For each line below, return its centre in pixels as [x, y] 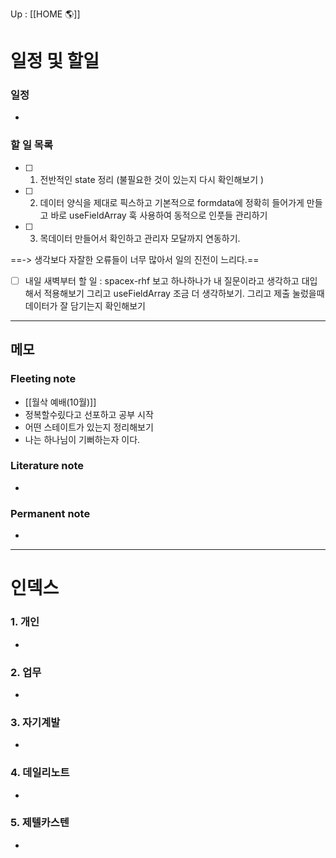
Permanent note [50, 513]
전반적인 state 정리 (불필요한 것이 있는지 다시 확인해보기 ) [152, 179]
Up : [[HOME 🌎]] [45, 14]
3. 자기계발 [35, 722]
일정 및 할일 [55, 61]
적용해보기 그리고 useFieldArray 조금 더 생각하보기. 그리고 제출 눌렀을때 [184, 293]
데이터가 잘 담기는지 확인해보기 [85, 305]
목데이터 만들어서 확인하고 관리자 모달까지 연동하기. [140, 238]
